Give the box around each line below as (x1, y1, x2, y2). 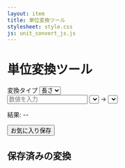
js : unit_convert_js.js (7, 29, 76, 37)
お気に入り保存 (10, 127, 52, 135)
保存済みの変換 (7, 150, 72, 162)
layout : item (7, 10, 45, 17)
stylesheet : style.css (7, 23, 73, 30)
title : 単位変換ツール (7, 17, 66, 24)
